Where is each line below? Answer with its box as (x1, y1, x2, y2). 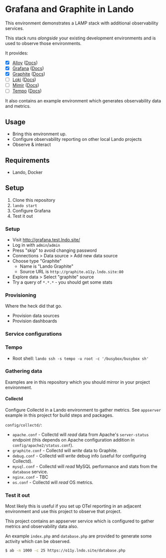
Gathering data (5, 368, 42, 375)
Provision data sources (12, 313, 60, 319)
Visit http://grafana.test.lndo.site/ (12, 237, 81, 243)
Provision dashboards (12, 318, 57, 324)
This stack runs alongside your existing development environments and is (5, 35, 156, 41)
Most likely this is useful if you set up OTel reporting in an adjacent (5, 503, 142, 509)
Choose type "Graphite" (12, 258, 62, 264)
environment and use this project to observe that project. (5, 509, 122, 515)
